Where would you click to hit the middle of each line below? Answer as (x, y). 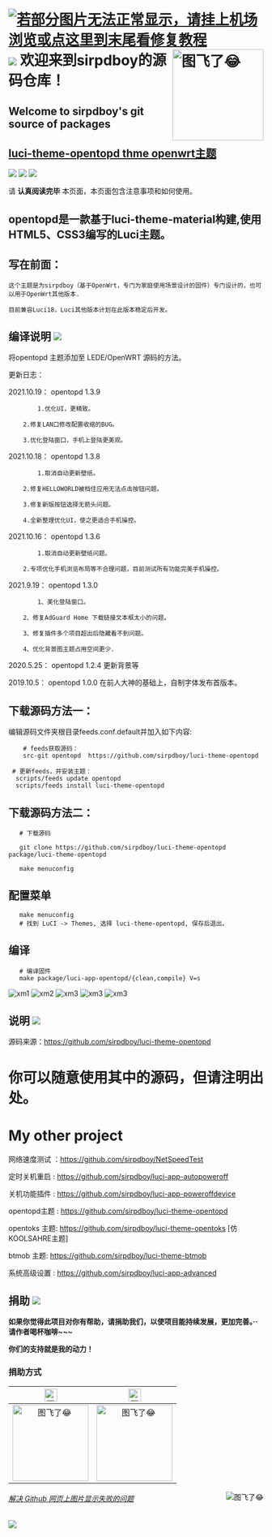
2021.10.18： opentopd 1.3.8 (55, 456)
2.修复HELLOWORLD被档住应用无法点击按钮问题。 (93, 489)
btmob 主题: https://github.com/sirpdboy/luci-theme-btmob (108, 1255)
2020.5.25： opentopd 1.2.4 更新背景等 (74, 665)
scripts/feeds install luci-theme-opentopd (90, 786)
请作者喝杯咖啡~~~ (40, 1332)
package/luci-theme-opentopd (57, 855)
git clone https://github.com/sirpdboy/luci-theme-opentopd (123, 848)
